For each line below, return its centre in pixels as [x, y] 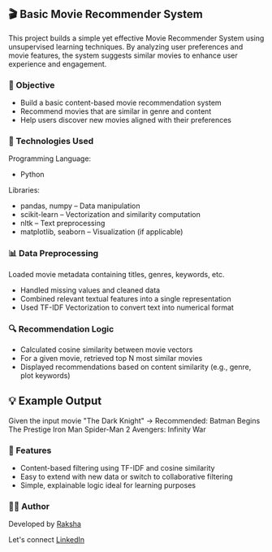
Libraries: [24, 190]
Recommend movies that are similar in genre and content [116, 111]
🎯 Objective [32, 85]
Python [32, 175]
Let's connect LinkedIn [47, 540]
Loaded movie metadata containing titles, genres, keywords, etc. [117, 274]
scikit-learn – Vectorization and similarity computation [110, 215]
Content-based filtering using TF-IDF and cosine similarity [117, 468]
